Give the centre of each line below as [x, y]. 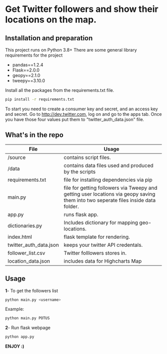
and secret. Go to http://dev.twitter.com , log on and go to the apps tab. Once [83, 114]
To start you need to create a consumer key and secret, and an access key [82, 109]
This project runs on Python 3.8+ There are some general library [71, 50]
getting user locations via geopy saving [110, 194]
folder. [71, 206]
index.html [20, 237]
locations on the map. [51, 20]
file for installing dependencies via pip [108, 180]
